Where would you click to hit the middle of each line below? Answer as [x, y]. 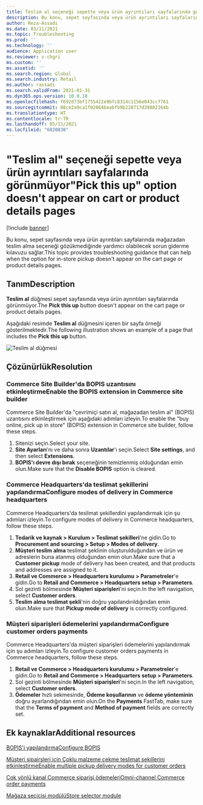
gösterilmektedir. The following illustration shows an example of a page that [100, 329]
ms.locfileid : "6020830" [37, 130]
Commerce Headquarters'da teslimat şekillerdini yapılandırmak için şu [93, 513]
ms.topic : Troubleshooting [40, 34]
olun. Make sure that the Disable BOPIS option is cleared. [86, 469]
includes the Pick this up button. [47, 336]
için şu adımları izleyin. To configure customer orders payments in [87, 651]
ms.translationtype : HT [36, 113]
